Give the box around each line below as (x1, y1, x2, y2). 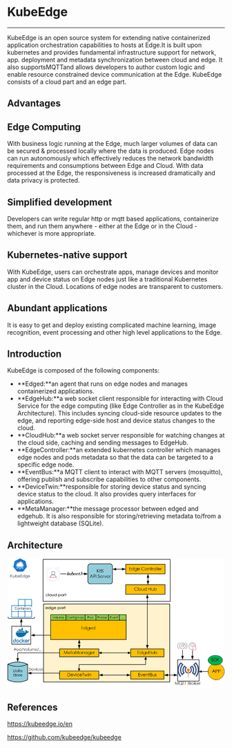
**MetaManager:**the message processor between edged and (17, 505, 199, 513)
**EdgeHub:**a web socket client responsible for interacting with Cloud (17, 395, 223, 403)
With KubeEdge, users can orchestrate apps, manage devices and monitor (7, 268, 219, 276)
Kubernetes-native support (7, 250, 128, 261)
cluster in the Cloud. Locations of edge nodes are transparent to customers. (7, 282, 223, 290)
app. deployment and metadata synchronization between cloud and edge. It (7, 55, 223, 64)
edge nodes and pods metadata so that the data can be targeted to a (17, 454, 213, 462)
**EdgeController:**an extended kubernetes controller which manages (17, 446, 221, 454)
